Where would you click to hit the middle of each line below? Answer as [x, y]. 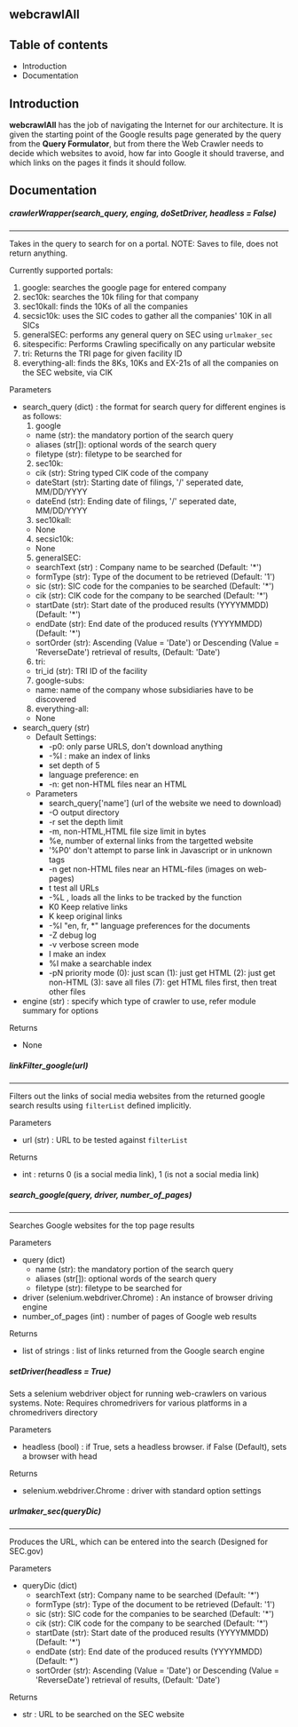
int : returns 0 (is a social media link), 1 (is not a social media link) [141, 1175]
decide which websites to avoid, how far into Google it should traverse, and [147, 154]
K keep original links [85, 916]
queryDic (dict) [50, 1586]
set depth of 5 [74, 765]
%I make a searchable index [100, 963]
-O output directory [84, 812]
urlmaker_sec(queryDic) [55, 1511]
